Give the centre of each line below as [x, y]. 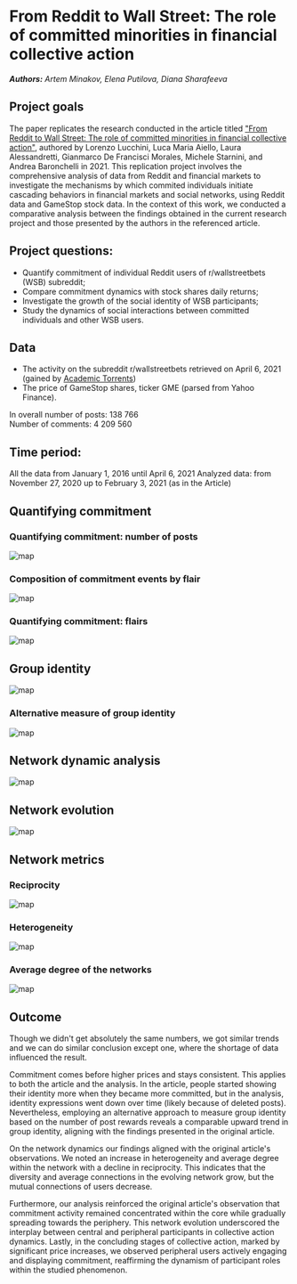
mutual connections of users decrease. [81, 1187]
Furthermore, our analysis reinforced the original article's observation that [144, 1204]
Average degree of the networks [81, 970]
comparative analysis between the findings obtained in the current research [148, 213]
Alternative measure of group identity [92, 713]
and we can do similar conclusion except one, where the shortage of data [144, 1048]
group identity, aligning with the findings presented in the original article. [142, 1132]
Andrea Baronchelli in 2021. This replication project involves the [126, 166]
